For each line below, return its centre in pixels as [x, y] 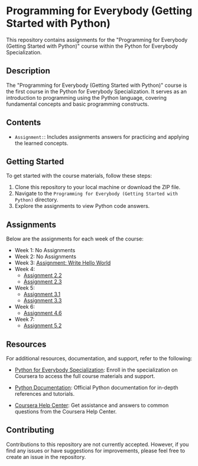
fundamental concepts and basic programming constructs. [78, 104]
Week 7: [25, 320]
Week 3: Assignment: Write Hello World [63, 263]
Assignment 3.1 [42, 294]
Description [28, 71]
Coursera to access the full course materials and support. [85, 376]
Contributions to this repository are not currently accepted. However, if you [98, 444]
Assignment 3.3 [43, 301]
